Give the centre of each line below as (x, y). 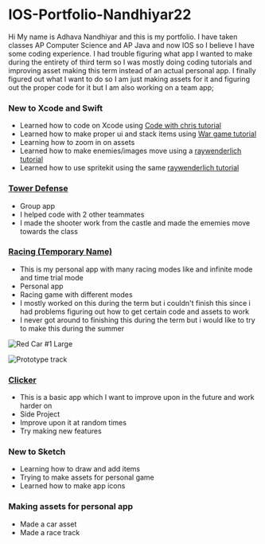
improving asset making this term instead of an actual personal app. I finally (132, 70)
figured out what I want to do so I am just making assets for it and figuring (129, 79)
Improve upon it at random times (73, 423)
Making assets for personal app (71, 507)
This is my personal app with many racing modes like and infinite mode (136, 269)
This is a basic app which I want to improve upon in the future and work (137, 397)
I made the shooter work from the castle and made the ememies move (135, 223)
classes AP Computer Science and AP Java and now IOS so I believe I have (131, 45)
